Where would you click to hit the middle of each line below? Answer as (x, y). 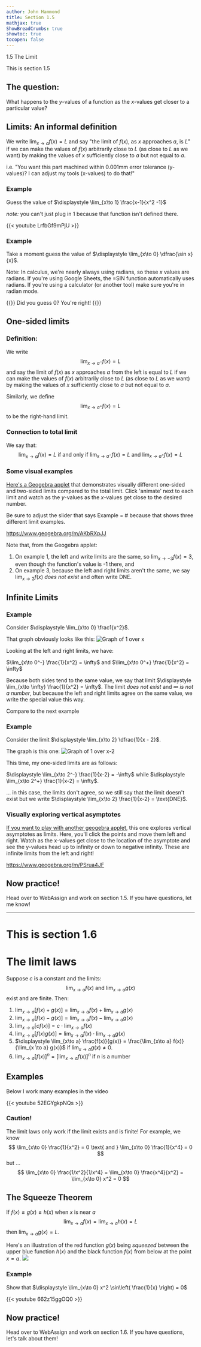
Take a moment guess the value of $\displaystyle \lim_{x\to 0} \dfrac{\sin (96, 254)
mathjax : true (24, 23)
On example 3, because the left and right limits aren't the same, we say (102, 571)
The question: (33, 87)
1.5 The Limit (22, 57)
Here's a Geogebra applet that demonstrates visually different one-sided (96, 484)
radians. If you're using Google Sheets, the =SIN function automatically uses (100, 278)
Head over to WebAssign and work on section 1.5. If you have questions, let (99, 898)
